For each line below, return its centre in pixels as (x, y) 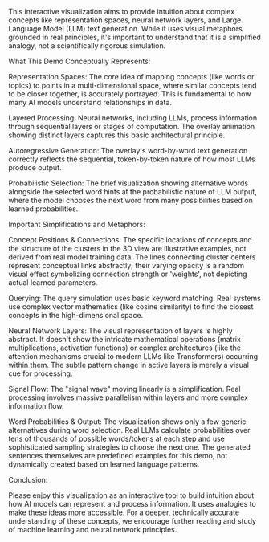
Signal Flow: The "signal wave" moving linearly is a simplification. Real (124, 389)
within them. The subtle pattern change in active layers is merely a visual (128, 365)
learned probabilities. (43, 209)
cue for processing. (41, 373)
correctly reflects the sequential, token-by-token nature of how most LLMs (132, 159)
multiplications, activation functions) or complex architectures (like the (124, 348)
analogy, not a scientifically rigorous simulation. (87, 46)
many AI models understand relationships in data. (90, 102)
